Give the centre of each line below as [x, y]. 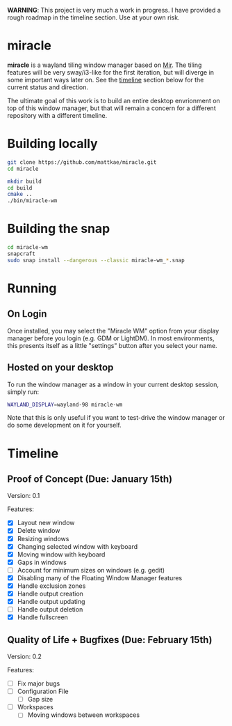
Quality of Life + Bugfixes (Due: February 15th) [110, 640]
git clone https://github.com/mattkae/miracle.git [82, 162]
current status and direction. [48, 87]
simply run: [23, 392]
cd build [20, 188]
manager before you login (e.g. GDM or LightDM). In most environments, [111, 338]
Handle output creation [50, 593]
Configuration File [43, 691]
